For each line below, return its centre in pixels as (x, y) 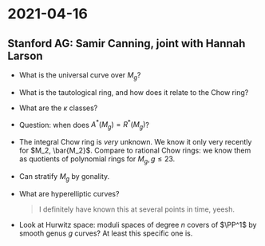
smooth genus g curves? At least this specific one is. (106, 233)
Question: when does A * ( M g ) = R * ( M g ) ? (84, 125)
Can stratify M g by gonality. (64, 177)
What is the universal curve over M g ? (80, 76)
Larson (25, 56)
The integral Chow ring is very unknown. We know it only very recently (135, 142)
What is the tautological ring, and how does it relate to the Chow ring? (134, 92)
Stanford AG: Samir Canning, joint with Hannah (127, 44)
